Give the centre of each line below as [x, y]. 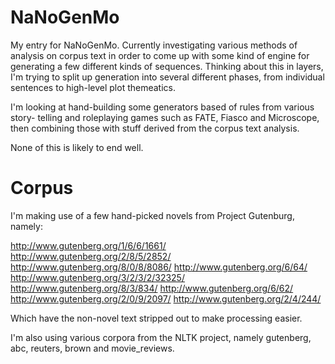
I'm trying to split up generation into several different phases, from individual [167, 77]
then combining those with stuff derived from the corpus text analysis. [155, 128]
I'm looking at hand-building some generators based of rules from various [162, 107]
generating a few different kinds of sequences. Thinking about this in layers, [167, 66]
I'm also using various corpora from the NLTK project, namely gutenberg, [161, 337]
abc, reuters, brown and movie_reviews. [92, 348]
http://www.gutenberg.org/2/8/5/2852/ [91, 256]
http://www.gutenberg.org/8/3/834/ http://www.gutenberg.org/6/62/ [152, 288]
